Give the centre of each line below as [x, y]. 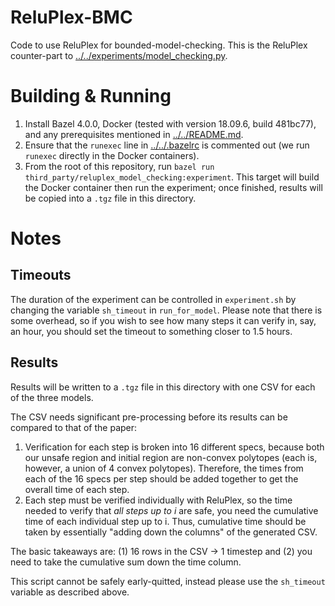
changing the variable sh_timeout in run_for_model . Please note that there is [166, 310]
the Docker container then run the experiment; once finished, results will [173, 187]
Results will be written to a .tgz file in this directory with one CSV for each [163, 387]
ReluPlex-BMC [71, 17]
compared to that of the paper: [74, 427]
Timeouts [41, 275]
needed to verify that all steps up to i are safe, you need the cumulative [171, 510]
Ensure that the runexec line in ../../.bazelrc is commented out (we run [167, 145]
